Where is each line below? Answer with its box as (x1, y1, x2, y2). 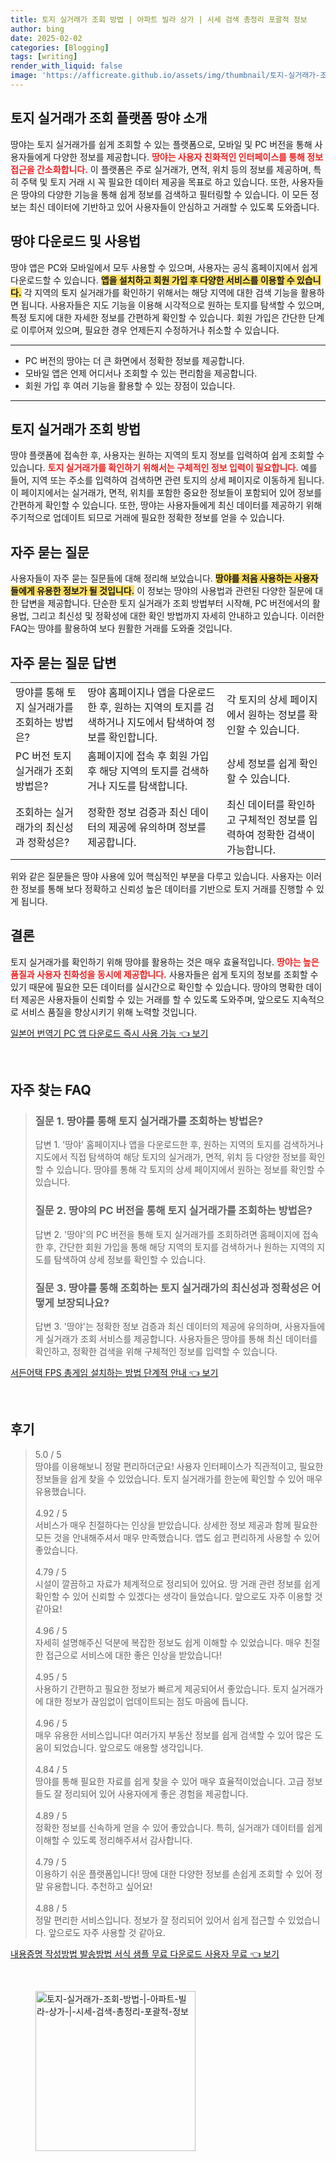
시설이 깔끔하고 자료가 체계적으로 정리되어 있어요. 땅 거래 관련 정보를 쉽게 (34, 1577, 321, 1590)
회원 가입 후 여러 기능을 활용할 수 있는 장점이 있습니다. (24, 379, 236, 391)
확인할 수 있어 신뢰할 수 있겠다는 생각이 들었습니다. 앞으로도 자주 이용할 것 (34, 1590, 323, 1602)
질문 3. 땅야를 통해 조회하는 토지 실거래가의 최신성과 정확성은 (34, 1281, 310, 1295)
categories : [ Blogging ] (10, 42, 110, 53)
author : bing (10, 24, 65, 34)
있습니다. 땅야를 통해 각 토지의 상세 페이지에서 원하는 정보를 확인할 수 (56, 1164, 326, 1176)
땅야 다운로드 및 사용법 (10, 233, 142, 250)
